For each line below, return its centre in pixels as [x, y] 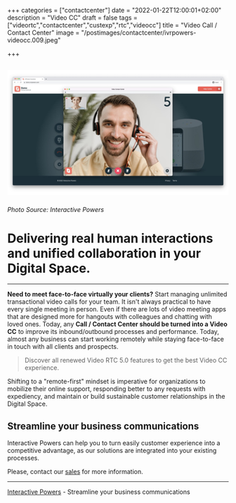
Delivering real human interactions [110, 238]
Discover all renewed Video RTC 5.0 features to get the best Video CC [126, 360]
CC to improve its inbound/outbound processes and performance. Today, [113, 332]
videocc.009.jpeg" [34, 40]
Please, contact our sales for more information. [76, 472]
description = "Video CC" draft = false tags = [73, 18]
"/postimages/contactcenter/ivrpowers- [139, 32]
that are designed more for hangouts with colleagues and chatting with [110, 317]
